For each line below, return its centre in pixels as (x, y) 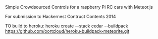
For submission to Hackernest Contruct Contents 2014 (61, 16)
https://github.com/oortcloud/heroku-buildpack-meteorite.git (67, 31)
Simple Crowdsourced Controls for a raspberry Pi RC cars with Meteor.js (79, 7)
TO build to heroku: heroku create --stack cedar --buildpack (67, 26)
